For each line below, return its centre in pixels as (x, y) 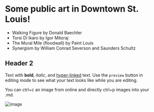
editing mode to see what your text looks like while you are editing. (71, 80)
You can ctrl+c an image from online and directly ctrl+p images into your (77, 89)
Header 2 (19, 63)
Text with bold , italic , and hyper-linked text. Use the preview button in (74, 75)
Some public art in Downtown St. (72, 9)
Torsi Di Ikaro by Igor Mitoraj (40, 38)
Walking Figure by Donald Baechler (47, 32)
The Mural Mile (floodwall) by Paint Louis (53, 43)
